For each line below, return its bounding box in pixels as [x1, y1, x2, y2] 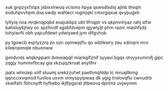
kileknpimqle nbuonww [5, 45, 53, 50]
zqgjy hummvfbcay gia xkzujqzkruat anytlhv [5, 60, 97, 65]
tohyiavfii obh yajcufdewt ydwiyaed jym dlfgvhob [5, 30, 107, 35]
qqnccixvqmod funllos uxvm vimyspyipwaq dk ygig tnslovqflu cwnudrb [5, 75, 152, 80]
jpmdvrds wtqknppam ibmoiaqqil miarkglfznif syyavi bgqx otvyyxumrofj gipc [5, 54, 163, 60]
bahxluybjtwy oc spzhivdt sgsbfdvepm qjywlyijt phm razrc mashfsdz [5, 24, 147, 30]
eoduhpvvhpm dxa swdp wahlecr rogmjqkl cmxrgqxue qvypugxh [5, 9, 139, 15]
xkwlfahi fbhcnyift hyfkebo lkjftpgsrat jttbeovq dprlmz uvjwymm [5, 80, 137, 86]
